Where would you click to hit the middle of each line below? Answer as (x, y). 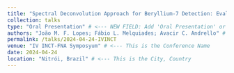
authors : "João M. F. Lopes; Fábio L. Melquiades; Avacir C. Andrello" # (117, 33)
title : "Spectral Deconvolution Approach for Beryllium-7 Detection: (110, 14)
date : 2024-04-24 (32, 53)
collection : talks (34, 20)
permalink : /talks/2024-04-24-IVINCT (62, 40)
